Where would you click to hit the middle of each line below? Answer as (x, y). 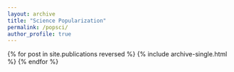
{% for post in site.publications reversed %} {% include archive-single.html (117, 54)
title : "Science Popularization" (57, 21)
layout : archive (31, 14)
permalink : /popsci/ (38, 27)
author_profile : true (39, 34)
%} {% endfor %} (33, 62)
